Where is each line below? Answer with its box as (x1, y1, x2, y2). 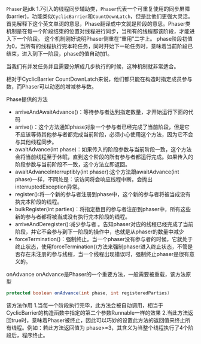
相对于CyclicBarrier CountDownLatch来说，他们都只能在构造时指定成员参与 (6, 75, 193, 83)
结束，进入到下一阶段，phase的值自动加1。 (6, 50, 112, 57)
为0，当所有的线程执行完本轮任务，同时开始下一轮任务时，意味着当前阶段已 (6, 42, 193, 50)
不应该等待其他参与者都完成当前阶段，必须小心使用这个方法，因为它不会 (14, 131, 193, 138)
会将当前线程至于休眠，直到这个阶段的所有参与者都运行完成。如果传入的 (14, 153, 193, 160)
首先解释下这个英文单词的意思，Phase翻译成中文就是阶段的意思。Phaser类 (6, 20, 191, 27)
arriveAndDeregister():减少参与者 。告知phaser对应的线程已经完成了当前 (14, 221, 194, 227)
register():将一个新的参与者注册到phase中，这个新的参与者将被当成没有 (14, 191, 191, 197)
